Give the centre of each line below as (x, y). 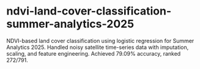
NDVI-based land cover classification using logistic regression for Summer (100, 41)
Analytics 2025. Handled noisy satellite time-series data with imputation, (98, 47)
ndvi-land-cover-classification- (89, 11)
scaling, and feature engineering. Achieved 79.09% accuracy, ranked (94, 53)
